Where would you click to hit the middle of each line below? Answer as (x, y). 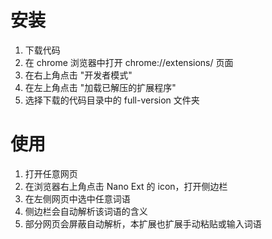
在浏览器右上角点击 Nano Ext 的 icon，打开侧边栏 (126, 186)
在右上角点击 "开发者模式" (78, 75)
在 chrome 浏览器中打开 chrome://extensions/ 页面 (129, 62)
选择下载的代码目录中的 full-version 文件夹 (112, 100)
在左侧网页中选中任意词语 (77, 198)
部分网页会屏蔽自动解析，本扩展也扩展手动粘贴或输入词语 (143, 223)
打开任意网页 (51, 173)
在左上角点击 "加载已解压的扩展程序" (100, 87)
